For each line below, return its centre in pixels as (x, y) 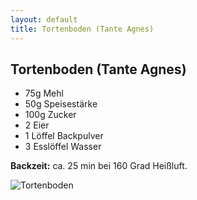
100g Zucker (50, 115)
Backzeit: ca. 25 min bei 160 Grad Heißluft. (99, 166)
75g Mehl (44, 93)
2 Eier (37, 125)
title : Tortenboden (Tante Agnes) (82, 29)
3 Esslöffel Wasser (63, 147)
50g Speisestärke (61, 104)
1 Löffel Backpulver (64, 136)
